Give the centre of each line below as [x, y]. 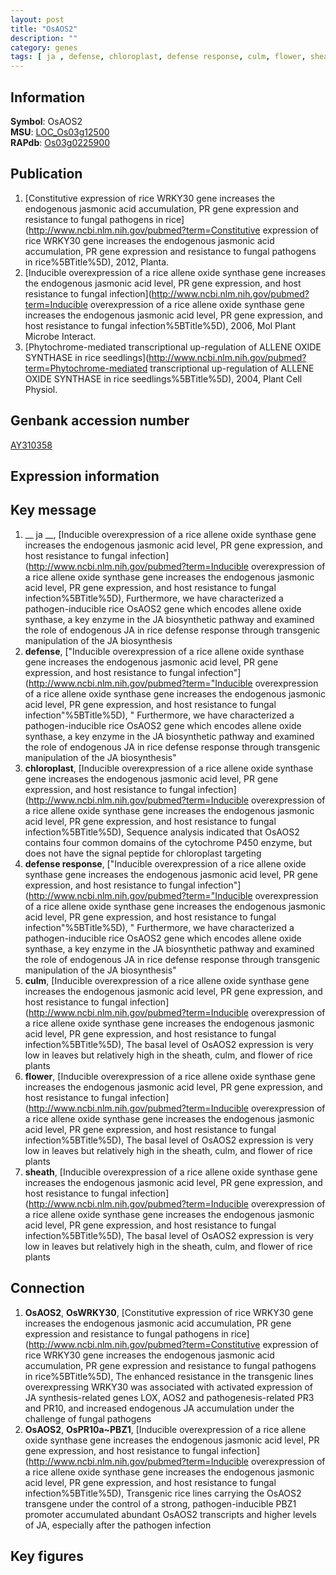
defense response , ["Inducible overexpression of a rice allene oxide [165, 863]
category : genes [44, 47]
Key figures [47, 1556]
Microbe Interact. [60, 336]
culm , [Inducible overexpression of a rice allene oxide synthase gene [167, 980]
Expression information [85, 476]
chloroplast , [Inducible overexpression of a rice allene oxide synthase [169, 768]
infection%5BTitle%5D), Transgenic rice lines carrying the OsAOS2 [163, 1493]
